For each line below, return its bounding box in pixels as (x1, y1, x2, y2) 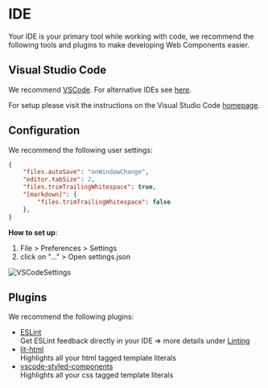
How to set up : (8, 227, 58, 237)
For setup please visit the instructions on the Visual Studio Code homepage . (8, 100, 260, 109)
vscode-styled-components (19, 361, 113, 371)
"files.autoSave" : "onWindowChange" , (23, 168, 150, 176)
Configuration (8, 124, 80, 138)
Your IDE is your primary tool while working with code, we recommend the (8, 31, 254, 41)
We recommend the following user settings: (8, 145, 153, 155)
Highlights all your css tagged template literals (19, 370, 174, 380)
